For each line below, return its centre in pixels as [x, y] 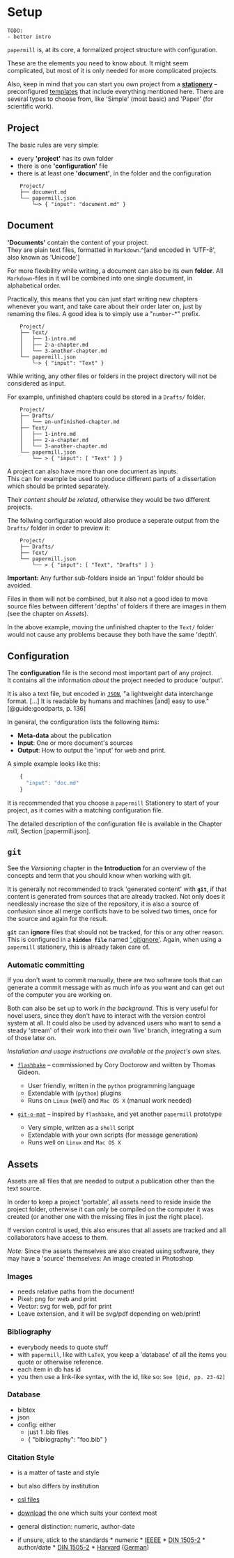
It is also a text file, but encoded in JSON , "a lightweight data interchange [110, 694]
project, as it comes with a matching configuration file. [85, 810]
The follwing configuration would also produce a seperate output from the [113, 520]
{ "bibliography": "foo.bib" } [68, 1439]
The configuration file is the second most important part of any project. [110, 673]
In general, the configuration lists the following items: [83, 722]
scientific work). [30, 106]
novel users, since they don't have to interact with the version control [106, 1016]
